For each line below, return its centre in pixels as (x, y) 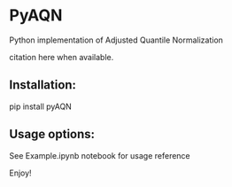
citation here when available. (62, 57)
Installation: (43, 85)
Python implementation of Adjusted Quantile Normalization (116, 40)
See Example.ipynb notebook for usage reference (100, 155)
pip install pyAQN (41, 106)
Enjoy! (21, 173)
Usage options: (52, 134)
